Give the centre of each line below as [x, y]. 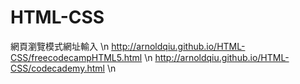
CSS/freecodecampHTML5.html [76, 57]
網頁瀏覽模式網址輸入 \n [60, 46]
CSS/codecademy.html [57, 68]
